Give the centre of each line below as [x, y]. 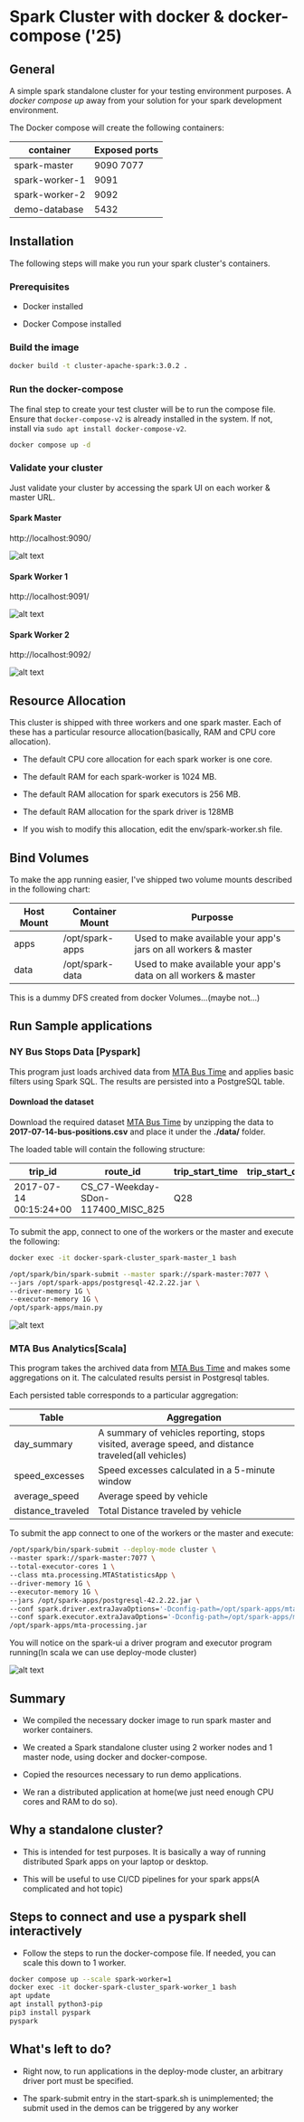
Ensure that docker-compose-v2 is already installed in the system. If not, [141, 419]
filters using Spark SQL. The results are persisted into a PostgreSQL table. [147, 1081]
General [33, 69]
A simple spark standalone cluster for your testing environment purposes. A [151, 91]
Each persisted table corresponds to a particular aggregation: [124, 1396]
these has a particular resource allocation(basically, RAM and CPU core [142, 732]
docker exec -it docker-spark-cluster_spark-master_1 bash [123, 1258]
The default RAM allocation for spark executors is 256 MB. [132, 794]
